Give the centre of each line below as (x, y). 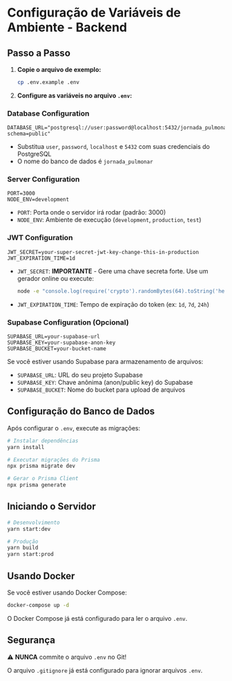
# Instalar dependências (43, 441)
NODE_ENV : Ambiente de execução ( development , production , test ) (109, 220)
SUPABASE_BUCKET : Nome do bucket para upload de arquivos (101, 390)
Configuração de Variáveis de (94, 13)
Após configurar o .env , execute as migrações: (74, 428)
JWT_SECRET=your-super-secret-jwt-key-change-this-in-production (103, 252)
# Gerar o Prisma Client (43, 479)
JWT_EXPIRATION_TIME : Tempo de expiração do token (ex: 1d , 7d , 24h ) (113, 304)
